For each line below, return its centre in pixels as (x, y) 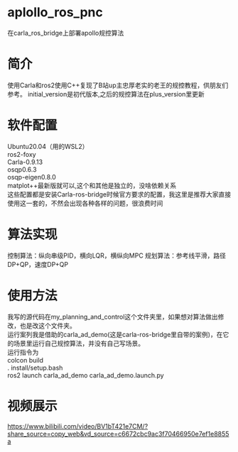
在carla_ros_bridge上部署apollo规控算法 (66, 33)
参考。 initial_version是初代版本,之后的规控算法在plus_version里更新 (106, 94)
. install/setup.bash (35, 368)
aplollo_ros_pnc (55, 12)
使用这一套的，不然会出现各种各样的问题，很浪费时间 (85, 203)
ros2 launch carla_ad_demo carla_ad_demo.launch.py (86, 375)
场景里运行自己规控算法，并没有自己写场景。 (79, 343)
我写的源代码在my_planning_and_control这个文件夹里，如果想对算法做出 (113, 316)
